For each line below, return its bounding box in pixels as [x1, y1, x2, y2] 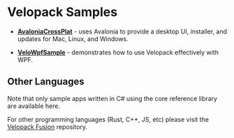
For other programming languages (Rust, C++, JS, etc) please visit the [7, 115, 210, 123]
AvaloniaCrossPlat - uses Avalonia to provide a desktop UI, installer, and [17, 27, 228, 36]
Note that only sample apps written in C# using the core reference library [7, 94, 218, 102]
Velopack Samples [7, 4, 117, 20]
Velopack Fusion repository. [7, 123, 88, 131]
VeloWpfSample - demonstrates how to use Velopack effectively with [17, 48, 219, 56]
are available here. [7, 102, 61, 110]
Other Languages [7, 76, 85, 88]
